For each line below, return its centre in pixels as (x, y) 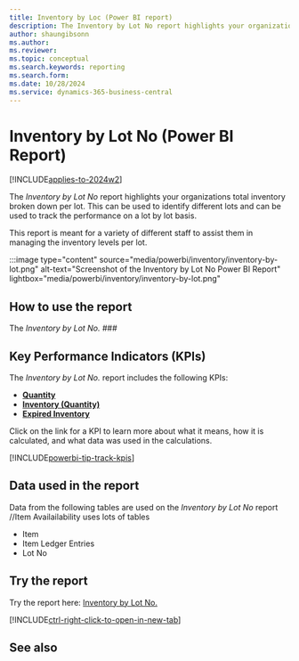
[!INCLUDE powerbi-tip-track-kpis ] (72, 458)
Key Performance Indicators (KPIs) (108, 356)
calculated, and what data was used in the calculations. (111, 441)
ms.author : (29, 42)
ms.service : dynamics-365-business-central (91, 92)
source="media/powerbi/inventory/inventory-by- (189, 260)
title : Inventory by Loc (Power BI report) (91, 17)
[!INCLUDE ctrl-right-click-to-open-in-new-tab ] (95, 619)
